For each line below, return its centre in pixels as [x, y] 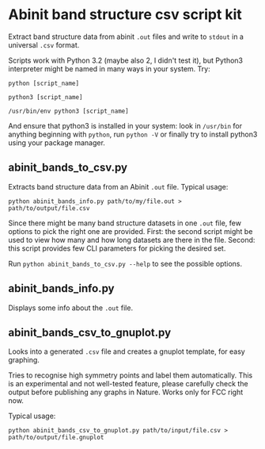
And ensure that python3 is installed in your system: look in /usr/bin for [125, 125]
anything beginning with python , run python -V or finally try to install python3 [133, 134]
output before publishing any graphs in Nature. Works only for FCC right [126, 392]
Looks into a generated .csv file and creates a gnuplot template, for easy [127, 351]
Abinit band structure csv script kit [125, 15]
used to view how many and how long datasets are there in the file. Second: [132, 240]
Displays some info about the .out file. [70, 308]
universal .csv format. [44, 44]
